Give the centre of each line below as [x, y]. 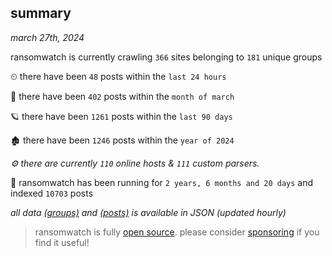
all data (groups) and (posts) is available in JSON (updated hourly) [148, 212]
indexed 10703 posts [52, 193]
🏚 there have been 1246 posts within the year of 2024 [122, 140]
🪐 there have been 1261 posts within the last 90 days [121, 116]
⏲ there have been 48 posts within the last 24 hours [118, 76]
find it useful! [62, 242]
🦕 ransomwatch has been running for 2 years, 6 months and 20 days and [162, 182]
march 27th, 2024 [47, 37]
